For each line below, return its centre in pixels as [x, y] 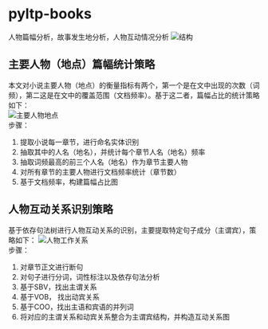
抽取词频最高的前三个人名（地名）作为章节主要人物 [104, 162]
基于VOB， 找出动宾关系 [59, 296]
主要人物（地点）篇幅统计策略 [82, 65]
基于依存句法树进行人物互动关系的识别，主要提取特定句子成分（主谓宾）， [129, 230]
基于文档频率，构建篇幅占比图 [69, 182]
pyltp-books [50, 14]
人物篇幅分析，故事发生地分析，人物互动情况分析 [89, 37]
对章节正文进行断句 [51, 267]
